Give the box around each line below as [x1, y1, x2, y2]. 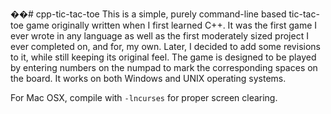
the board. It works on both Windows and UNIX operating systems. [10, 73, 287, 84]
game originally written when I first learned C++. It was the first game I [25, 19, 318, 31]
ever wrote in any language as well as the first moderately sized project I [10, 30, 309, 42]
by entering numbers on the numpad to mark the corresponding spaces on [10, 62, 318, 73]
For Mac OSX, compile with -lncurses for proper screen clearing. [10, 92, 278, 103]
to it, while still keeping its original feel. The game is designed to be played [10, 51, 317, 63]
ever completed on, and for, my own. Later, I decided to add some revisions [10, 41, 321, 52]
